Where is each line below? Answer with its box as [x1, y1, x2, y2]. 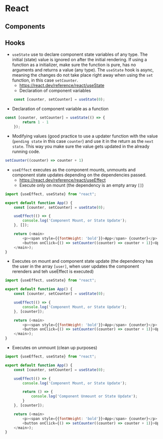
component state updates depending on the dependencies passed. [12, 172, 147, 178]
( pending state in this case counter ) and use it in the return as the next [12, 138, 154, 144]
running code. [12, 149, 40, 154]
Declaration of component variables [19, 88, 91, 94]
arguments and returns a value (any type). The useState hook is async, [12, 67, 154, 73]
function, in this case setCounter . [12, 77, 79, 83]
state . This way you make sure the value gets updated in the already [12, 143, 149, 149]
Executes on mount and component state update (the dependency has [12, 258, 153, 264]
